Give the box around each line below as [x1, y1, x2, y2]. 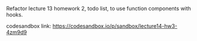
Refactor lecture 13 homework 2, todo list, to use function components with [6, 5, 191, 12]
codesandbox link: [6, 23, 52, 29]
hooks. [6, 11, 23, 18]
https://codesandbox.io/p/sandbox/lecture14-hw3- [53, 23, 178, 29]
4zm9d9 [6, 29, 27, 36]
